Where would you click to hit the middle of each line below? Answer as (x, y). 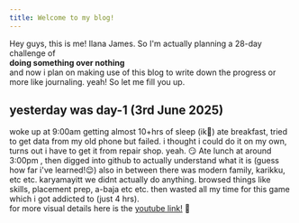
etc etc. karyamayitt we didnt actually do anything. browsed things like (140, 180)
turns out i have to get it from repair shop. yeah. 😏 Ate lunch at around (140, 151)
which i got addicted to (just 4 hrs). (74, 199)
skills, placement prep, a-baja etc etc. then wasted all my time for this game (149, 190)
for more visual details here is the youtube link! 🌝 (100, 209)
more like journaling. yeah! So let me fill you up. (97, 81)
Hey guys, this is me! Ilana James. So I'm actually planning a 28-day (136, 43)
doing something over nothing (67, 62)
